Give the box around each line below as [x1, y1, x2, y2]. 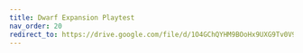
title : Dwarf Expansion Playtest [9, 13, 135, 22]
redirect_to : [9, 30, 59, 39]
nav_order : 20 [9, 22, 63, 31]
